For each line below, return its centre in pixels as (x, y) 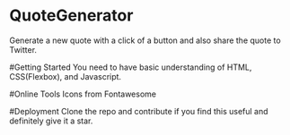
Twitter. (23, 49)
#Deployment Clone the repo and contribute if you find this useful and (139, 111)
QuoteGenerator (71, 16)
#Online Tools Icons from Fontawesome (83, 94)
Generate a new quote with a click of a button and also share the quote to (145, 40)
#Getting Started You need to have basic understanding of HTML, (131, 67)
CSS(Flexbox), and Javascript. (66, 76)
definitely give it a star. (51, 121)
